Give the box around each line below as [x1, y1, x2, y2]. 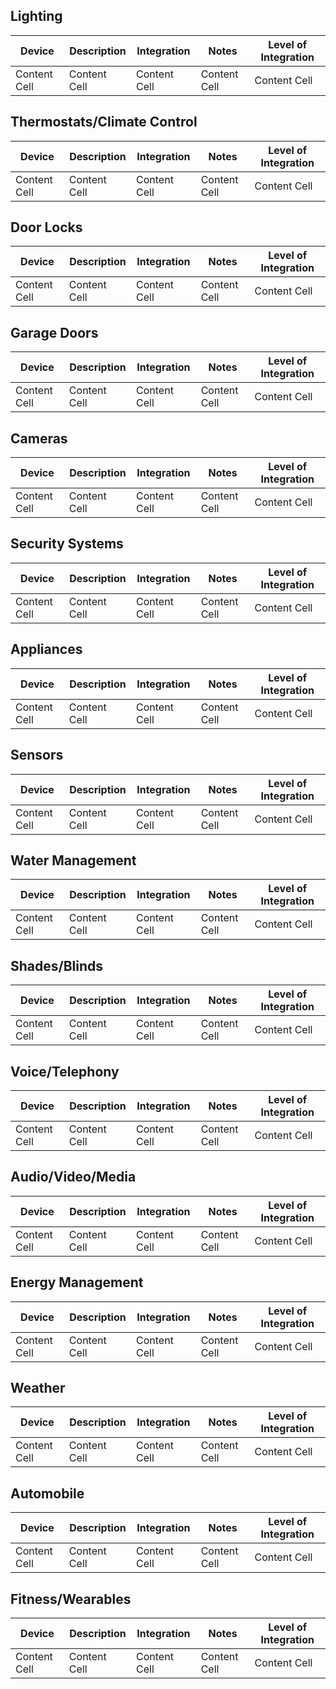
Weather [10, 1379, 66, 1396]
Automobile [10, 1485, 85, 1502]
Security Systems [10, 535, 124, 553]
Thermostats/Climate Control [10, 114, 198, 131]
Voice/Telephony [10, 1063, 120, 1080]
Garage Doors [10, 324, 99, 341]
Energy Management [10, 1274, 144, 1291]
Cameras [10, 430, 68, 447]
